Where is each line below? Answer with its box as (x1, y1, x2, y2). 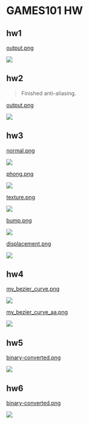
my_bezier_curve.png (6, 285, 60, 293)
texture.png (6, 193, 35, 200)
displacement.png (6, 239, 51, 247)
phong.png (6, 170, 34, 177)
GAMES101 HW (6, 4, 84, 18)
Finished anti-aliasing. (21, 89, 77, 97)
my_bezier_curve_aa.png (6, 309, 68, 316)
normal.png (6, 147, 35, 154)
